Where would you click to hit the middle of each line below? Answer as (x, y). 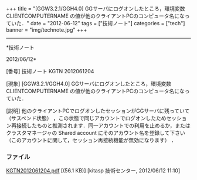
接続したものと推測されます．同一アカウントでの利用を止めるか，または (103, 125)
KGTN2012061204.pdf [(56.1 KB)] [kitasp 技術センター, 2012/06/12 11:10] (93, 171)
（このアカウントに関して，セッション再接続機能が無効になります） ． (91, 140)
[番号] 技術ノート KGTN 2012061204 (50, 71)
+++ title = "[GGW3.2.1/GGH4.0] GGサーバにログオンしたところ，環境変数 (96, 9)
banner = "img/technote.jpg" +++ (47, 30)
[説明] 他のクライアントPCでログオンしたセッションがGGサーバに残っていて (98, 111)
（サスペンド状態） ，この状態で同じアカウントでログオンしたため (86, 118)
